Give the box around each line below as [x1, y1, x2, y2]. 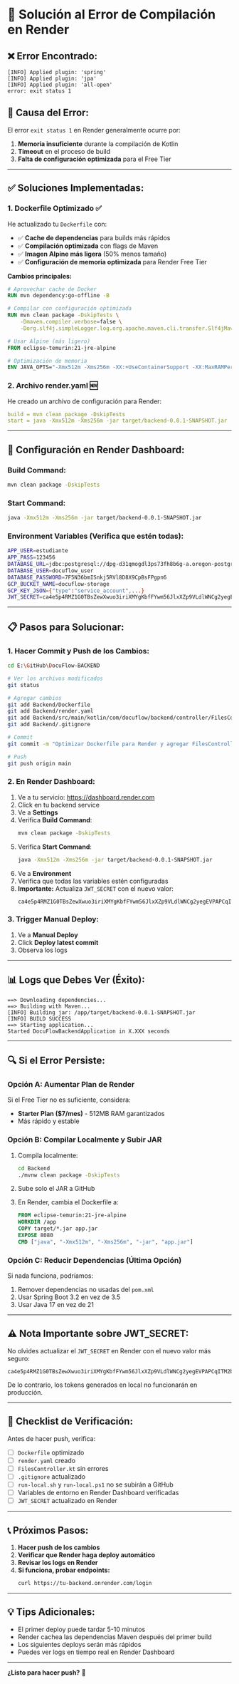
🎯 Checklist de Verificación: [7, 1415, 134, 1427]
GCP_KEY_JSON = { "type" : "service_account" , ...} [7, 587, 144, 594]
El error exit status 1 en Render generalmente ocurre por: [7, 125, 181, 134]
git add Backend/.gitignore [7, 721, 91, 728]
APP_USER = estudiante [7, 547, 69, 554]
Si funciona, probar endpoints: [17, 1566, 110, 1574]
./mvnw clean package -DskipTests [17, 1172, 120, 1179]
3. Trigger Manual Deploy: [7, 914, 100, 924]
